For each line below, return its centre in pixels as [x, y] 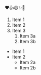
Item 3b [28, 41]
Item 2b [28, 68]
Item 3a [28, 36]
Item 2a [28, 62]
